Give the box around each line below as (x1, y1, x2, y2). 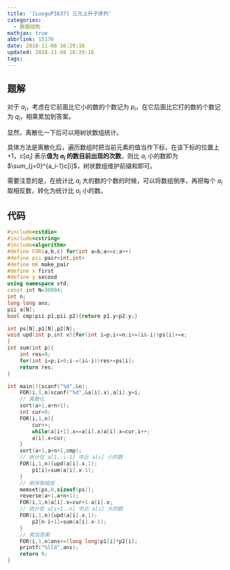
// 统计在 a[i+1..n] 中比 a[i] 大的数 (19, 505, 123, 512)
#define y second (7, 274, 57, 281)
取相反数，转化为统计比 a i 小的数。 (7, 186, 107, 196)
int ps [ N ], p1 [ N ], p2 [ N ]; (7, 325, 76, 332)
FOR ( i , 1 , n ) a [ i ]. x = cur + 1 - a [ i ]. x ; (19, 499, 113, 506)
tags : (7, 56, 23, 62)
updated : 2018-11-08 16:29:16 (7, 49, 95, 56)
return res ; (19, 364, 54, 371)
